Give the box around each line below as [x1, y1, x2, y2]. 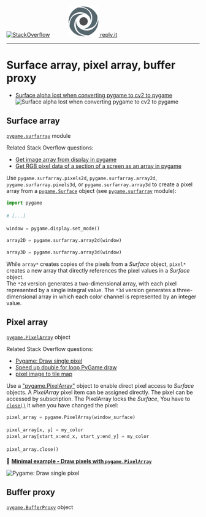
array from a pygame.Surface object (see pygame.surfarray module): [6, 187, 177, 194]
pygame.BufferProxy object [6, 503, 74, 511]
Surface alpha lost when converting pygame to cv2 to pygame [15, 91, 173, 99]
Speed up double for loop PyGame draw [15, 363, 117, 371]
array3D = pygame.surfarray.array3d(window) [6, 249, 122, 255]
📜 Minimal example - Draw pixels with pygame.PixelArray [6, 457, 152, 465]
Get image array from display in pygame [15, 156, 117, 163]
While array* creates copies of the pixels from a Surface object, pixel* [6, 260, 186, 268]
